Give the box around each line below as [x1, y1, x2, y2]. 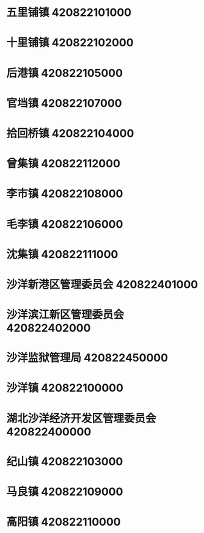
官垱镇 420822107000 [6, 96, 122, 110]
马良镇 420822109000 [6, 485, 123, 498]
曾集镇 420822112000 [6, 157, 121, 171]
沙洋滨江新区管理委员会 [6, 308, 125, 322]
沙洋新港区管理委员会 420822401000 [6, 277, 199, 291]
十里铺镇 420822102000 [6, 36, 134, 49]
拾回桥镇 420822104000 [6, 126, 134, 140]
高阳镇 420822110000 [6, 515, 121, 529]
